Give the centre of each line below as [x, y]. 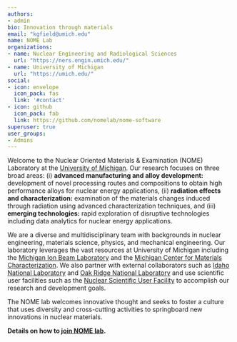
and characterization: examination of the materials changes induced [109, 198]
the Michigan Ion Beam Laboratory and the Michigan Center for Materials [115, 258]
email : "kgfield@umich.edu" [49, 34]
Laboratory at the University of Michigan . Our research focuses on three [114, 168]
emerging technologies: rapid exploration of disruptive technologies [109, 213]
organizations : [30, 47]
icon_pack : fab [36, 114]
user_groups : [27, 134]
